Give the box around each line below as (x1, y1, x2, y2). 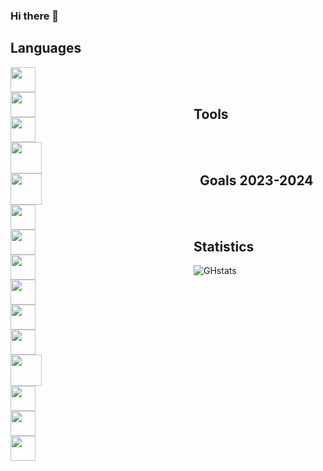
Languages (10, 40, 82, 57)
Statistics (193, 238, 255, 255)
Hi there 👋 (10, 9, 60, 23)
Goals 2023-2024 (199, 172, 314, 189)
